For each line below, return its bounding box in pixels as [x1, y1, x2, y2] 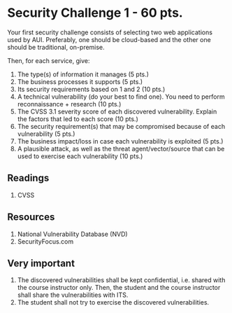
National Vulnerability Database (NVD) [17, 230, 128, 238]
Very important [7, 257, 75, 269]
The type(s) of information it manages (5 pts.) [17, 70, 149, 78]
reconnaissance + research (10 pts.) [17, 99, 122, 108]
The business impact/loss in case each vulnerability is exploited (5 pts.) [17, 137, 224, 145]
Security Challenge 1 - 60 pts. [7, 5, 183, 21]
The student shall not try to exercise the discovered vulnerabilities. [17, 298, 210, 307]
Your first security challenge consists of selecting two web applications [7, 28, 213, 36]
